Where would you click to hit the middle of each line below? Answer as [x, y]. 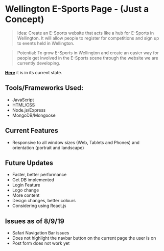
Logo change [25, 190]
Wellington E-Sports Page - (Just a [77, 9]
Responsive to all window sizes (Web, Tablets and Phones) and [76, 142]
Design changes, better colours [44, 201]
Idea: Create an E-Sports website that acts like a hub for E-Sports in [85, 33]
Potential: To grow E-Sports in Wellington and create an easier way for [88, 53]
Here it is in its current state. [34, 72]
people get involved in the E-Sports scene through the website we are [87, 58]
